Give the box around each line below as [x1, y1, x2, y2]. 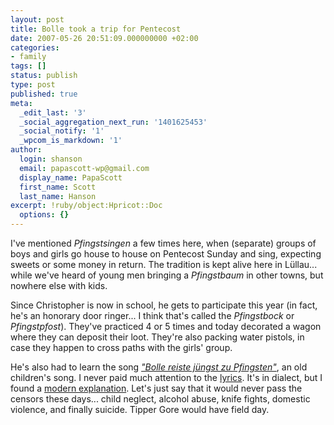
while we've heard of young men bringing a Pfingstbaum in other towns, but [10, 269, 324, 281]
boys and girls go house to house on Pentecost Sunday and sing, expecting [10, 248, 322, 260]
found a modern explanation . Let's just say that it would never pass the [10, 382, 303, 394]
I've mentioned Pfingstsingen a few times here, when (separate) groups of [10, 237, 317, 249]
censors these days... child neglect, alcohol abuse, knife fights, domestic [10, 393, 311, 405]
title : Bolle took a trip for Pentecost [10, 24, 182, 34]
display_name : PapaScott [19, 172, 123, 183]
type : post [10, 80, 56, 90]
